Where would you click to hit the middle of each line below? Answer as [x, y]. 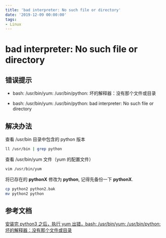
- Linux [13, 24]
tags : [11, 19]
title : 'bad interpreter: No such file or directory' [63, 10]
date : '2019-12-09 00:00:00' [36, 15]
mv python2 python [25, 194]
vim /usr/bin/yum [24, 169]
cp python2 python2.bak [30, 189]
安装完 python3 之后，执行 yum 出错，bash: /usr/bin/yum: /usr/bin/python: [83, 224]
